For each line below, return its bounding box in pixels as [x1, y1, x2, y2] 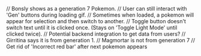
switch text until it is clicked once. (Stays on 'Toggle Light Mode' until [6, 24, 178, 31]
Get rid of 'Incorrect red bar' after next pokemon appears [6, 43, 148, 50]
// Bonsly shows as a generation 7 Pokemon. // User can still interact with [6, 5, 187, 12]
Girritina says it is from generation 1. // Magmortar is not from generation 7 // [6, 37, 195, 43]
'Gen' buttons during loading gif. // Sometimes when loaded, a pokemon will [6, 11, 194, 18]
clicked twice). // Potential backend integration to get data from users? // [6, 30, 186, 38]
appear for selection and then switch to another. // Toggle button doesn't [6, 18, 186, 24]
